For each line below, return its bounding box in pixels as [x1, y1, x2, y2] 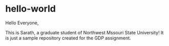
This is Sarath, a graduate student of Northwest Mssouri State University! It [5, 29, 164, 35]
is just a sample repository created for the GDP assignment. [5, 35, 132, 41]
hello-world [5, 3, 56, 15]
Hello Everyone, [5, 20, 39, 26]
